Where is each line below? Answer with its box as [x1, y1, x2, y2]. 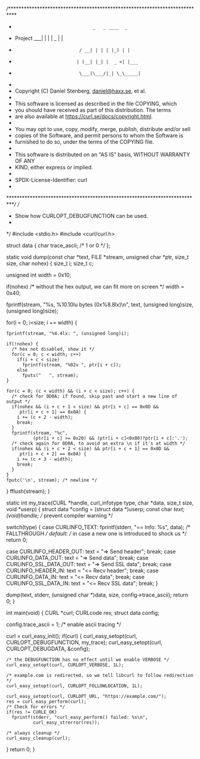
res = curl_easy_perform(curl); [6, 699, 87, 705]
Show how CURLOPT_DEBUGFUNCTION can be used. [14, 212, 148, 219]
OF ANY [14, 157, 35, 164]
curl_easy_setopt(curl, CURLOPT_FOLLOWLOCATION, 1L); [6, 683, 143, 689]
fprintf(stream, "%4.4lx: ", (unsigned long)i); [6, 330, 130, 336]
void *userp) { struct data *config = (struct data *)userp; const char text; [6, 506, 185, 512]
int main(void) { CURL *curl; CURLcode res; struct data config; [6, 609, 160, 616]
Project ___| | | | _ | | [14, 35, 63, 41]
